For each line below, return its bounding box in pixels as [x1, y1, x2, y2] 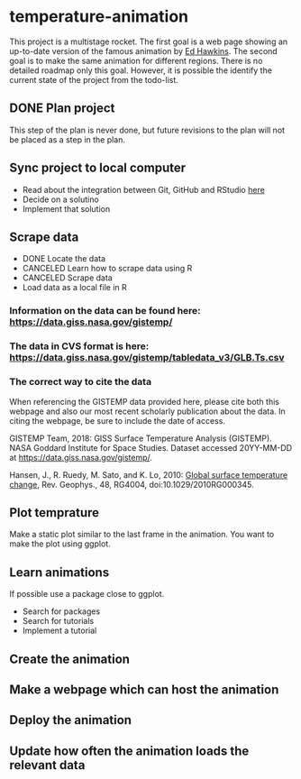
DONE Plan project [9, 101, 115, 116]
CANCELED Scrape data [22, 272, 113, 283]
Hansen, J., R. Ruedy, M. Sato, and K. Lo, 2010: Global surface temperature [9, 469, 288, 480]
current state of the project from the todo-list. [9, 74, 178, 85]
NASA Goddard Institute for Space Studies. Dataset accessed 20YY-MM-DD [9, 442, 293, 453]
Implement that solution [22, 203, 111, 214]
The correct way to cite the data [9, 376, 151, 389]
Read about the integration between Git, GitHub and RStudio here [22, 184, 266, 195]
